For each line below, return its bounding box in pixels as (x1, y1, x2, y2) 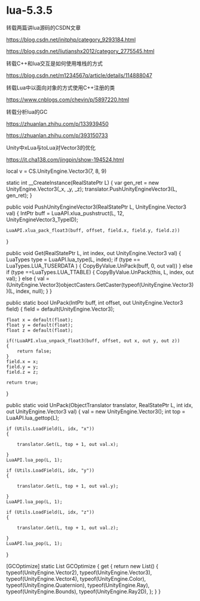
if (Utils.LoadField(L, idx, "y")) (6, 467, 95, 473)
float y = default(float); (6, 322, 73, 328)
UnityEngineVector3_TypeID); (6, 216, 79, 223)
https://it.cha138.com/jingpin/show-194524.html (6, 156, 124, 163)
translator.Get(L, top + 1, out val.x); (17, 441, 119, 447)
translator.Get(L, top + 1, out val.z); (17, 525, 119, 531)
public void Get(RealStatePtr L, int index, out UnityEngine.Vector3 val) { (6, 249, 181, 256)
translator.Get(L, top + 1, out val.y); (17, 483, 119, 489)
